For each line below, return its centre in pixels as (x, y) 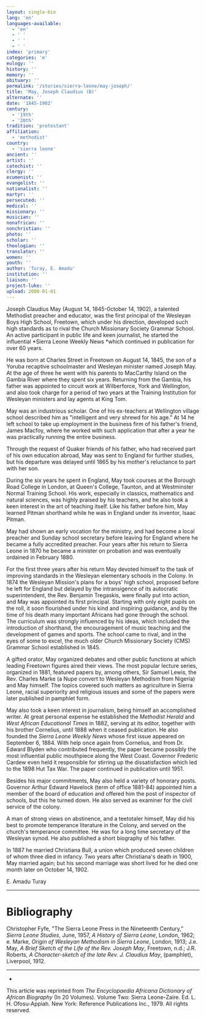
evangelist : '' (26, 183)
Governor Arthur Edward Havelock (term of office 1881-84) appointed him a (102, 787)
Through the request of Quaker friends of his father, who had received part (101, 449)
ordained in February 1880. (40, 557)
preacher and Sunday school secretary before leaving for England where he (102, 538)
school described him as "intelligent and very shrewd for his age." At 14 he (100, 417)
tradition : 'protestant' (38, 126)
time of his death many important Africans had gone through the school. (97, 614)
